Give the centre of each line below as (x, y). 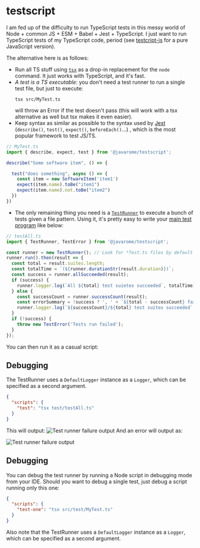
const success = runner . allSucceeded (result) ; (70, 275)
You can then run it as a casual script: (52, 347)
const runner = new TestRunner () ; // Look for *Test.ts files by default (100, 252)
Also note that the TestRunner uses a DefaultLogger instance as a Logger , (96, 532)
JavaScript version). (31, 46)
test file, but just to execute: (49, 88)
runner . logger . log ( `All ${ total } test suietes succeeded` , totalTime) (106, 286)
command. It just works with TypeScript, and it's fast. (80, 76)
